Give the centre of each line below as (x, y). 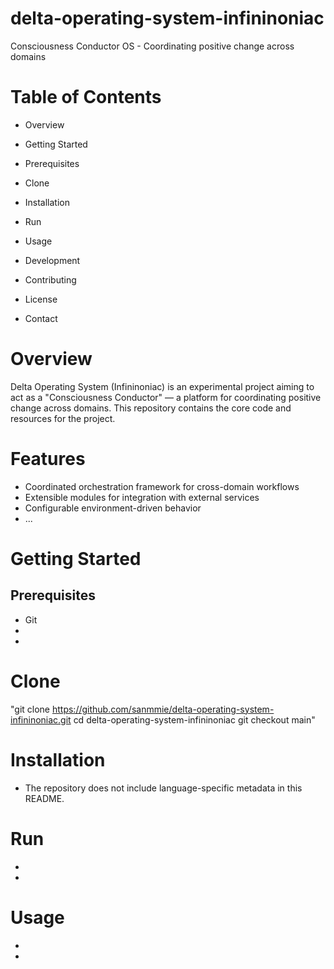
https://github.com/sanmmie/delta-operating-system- (163, 709)
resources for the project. (63, 418)
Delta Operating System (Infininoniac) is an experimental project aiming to (162, 386)
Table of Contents (86, 97)
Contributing (50, 279)
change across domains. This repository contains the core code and (151, 408)
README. (44, 798)
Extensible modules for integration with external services (142, 497)
